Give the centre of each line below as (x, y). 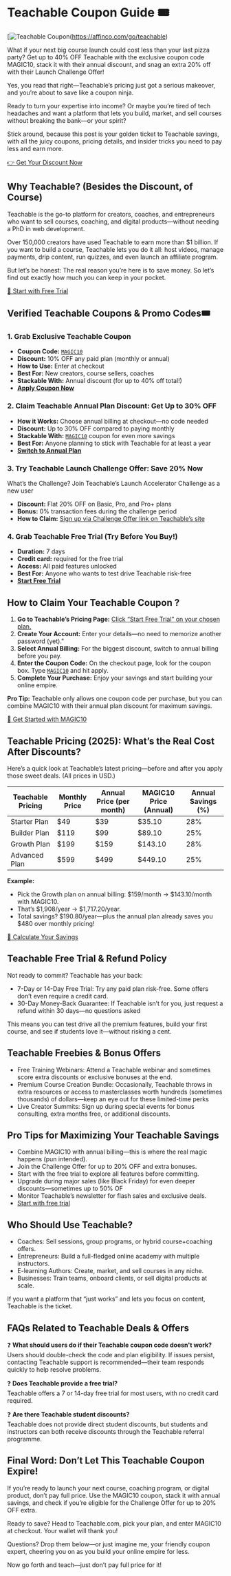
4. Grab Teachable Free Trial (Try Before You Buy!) (92, 536)
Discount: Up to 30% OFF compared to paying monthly (96, 429)
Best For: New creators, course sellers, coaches (86, 373)
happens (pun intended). (52, 1159)
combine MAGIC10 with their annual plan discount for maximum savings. (110, 706)
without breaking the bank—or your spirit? (67, 120)
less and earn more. (35, 148)
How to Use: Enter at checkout (60, 366)
